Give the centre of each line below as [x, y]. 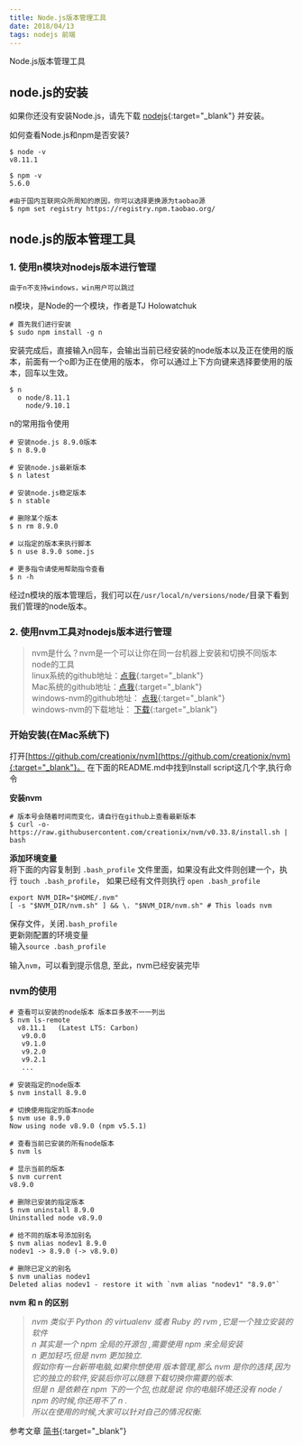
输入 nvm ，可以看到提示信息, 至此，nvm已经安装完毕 [105, 965]
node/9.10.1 [48, 405]
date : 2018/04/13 [42, 26]
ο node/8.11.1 [44, 398]
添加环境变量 [33, 859]
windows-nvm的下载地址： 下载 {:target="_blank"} [124, 710]
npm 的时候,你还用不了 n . [79, 1400]
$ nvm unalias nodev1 [50, 1276]
